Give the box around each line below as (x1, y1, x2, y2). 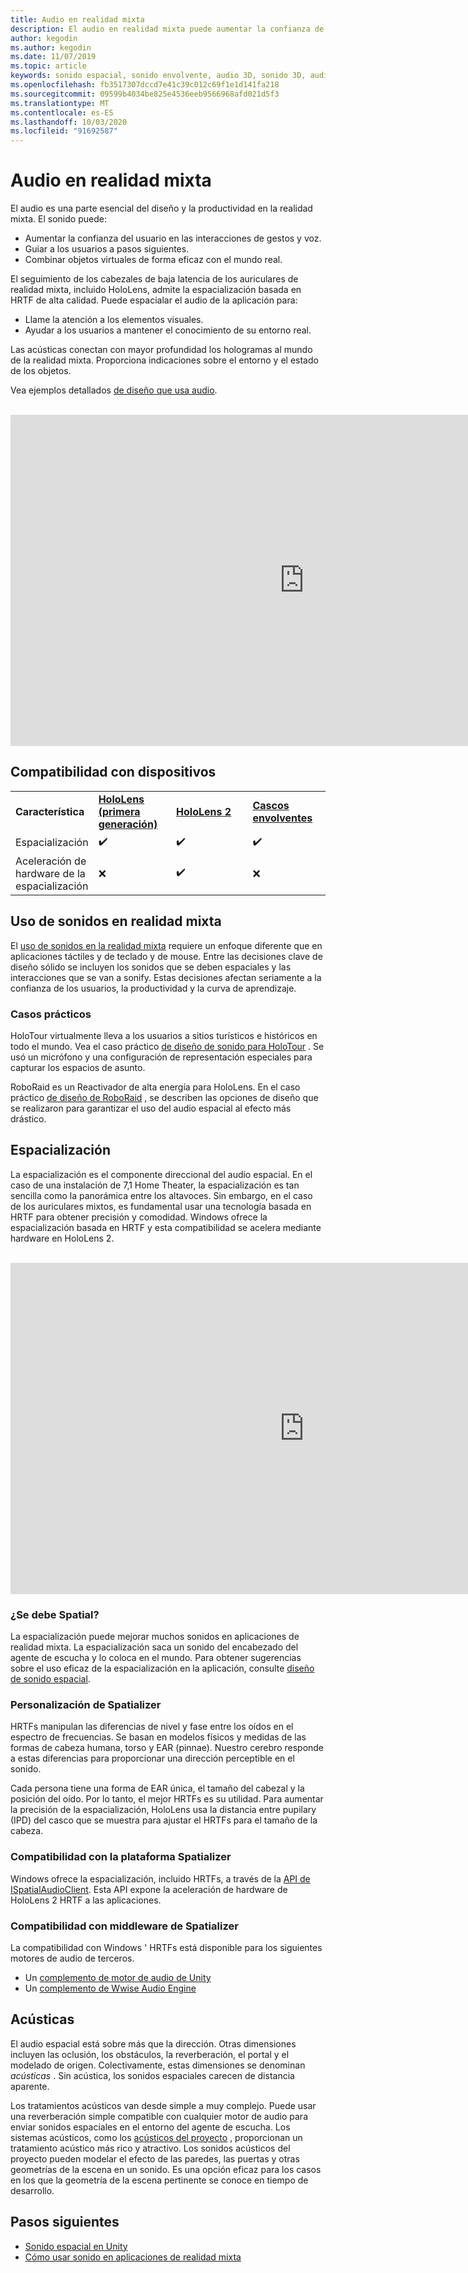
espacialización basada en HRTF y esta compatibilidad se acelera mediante (10, 1221, 322, 1233)
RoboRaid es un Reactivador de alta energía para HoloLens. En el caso (10, 1081, 301, 1093)
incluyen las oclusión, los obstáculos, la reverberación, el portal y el (10, 2048, 290, 2060)
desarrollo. (10, 2184, 55, 2196)
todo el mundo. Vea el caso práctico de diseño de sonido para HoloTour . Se (10, 1040, 325, 1052)
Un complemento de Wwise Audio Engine (24, 1982, 197, 1994)
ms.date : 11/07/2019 (10, 52, 97, 62)
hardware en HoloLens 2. (10, 1232, 115, 1244)
